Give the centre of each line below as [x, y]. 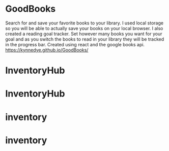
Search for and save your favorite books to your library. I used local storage [84, 23]
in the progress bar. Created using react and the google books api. [75, 44]
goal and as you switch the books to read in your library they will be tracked [85, 39]
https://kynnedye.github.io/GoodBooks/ [47, 50]
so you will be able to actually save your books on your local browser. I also [84, 28]
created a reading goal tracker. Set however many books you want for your [84, 34]
